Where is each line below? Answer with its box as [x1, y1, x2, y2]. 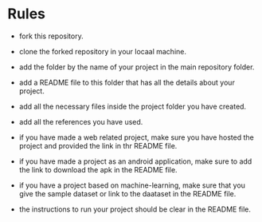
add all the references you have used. [18, 117, 143, 126]
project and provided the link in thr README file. [18, 141, 178, 150]
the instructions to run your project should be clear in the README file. [18, 204, 252, 214]
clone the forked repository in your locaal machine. [18, 46, 186, 56]
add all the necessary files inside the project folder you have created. [18, 101, 247, 111]
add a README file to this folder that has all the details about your [18, 77, 236, 87]
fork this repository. [18, 31, 84, 41]
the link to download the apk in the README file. [18, 165, 178, 174]
